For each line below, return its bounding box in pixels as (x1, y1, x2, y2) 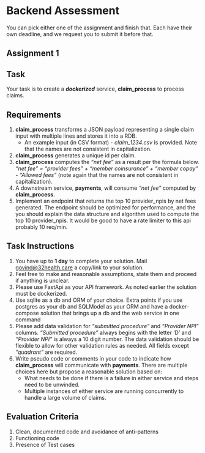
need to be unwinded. (24, 381, 80, 388)
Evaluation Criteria (6, 411, 79, 422)
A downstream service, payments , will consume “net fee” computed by (15, 184, 196, 192)
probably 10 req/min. (15, 223, 68, 230)
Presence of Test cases (15, 441, 75, 448)
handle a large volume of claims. (24, 394, 106, 401)
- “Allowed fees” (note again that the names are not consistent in (15, 171, 179, 178)
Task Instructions (6, 241, 75, 252)
